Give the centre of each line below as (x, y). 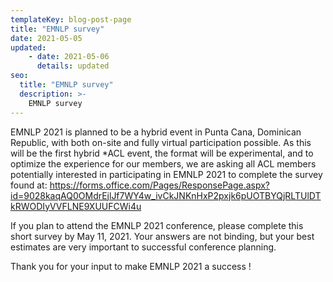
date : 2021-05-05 (46, 38)
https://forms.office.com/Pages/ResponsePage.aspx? (160, 185)
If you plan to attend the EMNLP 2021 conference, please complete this (157, 225)
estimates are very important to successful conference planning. (143, 247)
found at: (29, 185)
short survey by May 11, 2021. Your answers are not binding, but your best (162, 236)
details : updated (73, 66)
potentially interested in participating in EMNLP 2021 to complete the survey (166, 174)
